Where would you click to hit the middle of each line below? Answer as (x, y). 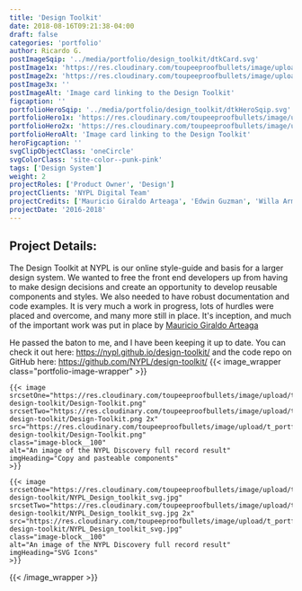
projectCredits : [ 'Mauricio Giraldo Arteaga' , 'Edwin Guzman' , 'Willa (144, 202)
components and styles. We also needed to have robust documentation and (150, 296)
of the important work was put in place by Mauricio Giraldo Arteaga (134, 325)
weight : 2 (28, 176)
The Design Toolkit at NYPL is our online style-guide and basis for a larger (147, 268)
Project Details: (53, 247)
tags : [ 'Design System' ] (56, 168)
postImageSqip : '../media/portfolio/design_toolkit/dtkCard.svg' (134, 59)
